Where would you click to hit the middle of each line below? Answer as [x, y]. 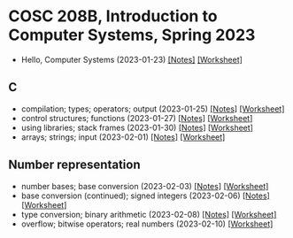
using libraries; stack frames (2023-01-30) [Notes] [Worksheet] [137, 127]
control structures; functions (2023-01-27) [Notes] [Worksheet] [137, 118]
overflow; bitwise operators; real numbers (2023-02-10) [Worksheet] [147, 224]
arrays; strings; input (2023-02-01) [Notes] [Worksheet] [123, 137]
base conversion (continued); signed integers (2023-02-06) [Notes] [146, 196]
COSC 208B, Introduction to [113, 16]
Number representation [74, 165]
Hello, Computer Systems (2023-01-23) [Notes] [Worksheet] [131, 59]
